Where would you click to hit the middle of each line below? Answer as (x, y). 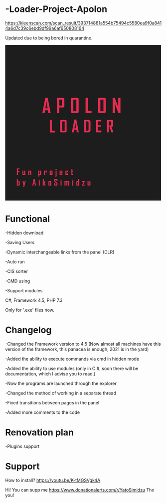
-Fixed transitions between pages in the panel (52, 402)
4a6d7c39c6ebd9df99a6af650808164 (45, 28)
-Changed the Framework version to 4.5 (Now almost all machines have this (83, 344)
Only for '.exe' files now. (30, 310)
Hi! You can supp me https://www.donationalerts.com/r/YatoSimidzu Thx (80, 490)
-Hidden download (24, 233)
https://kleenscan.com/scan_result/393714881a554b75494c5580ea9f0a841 (83, 23)
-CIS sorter (17, 271)
